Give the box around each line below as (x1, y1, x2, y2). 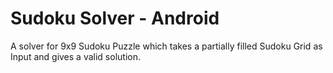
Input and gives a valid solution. (10, 50, 141, 62)
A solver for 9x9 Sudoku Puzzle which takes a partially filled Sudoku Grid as (10, 40, 323, 52)
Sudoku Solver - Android (10, 7, 220, 30)
